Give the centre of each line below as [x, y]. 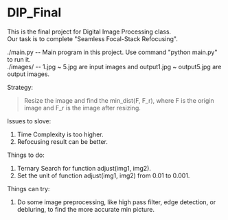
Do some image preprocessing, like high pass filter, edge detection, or [116, 202]
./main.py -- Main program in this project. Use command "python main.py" [112, 52]
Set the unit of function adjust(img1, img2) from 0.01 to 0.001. [103, 175]
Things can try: [28, 188]
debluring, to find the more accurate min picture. [86, 209]
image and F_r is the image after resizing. [82, 108]
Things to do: [26, 155]
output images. [28, 74]
